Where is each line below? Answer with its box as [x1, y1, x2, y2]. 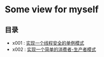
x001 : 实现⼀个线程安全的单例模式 [12, 40, 85, 46]
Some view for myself [5, 4, 99, 15]
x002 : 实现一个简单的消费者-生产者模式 [12, 46, 96, 52]
